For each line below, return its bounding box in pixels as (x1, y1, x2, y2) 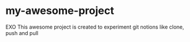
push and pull (5, 29, 39, 36)
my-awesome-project (5, 4, 114, 17)
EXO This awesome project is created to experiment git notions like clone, (5, 23, 185, 30)
